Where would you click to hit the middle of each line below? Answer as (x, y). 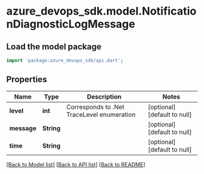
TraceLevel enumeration (101, 114)
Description (104, 97)
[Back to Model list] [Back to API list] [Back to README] (76, 164)
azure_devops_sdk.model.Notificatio (101, 11)
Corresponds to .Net (95, 106)
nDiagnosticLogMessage (71, 24)
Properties (27, 79)
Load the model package (54, 47)
